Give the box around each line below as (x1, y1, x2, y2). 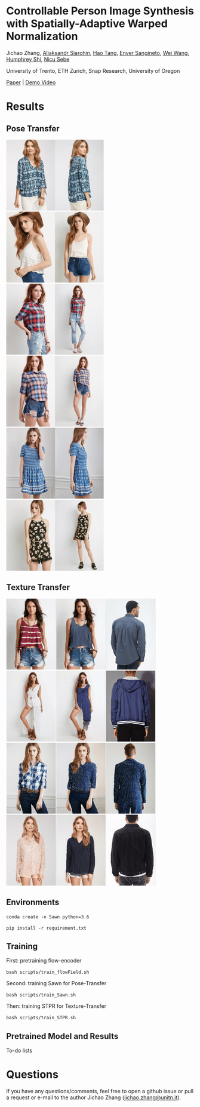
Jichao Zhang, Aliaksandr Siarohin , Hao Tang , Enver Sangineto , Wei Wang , (6, 49, 190, 56)
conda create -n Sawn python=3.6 (6, 914, 90, 920)
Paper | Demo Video (6, 79, 56, 86)
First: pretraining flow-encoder (6, 957, 82, 964)
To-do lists (6, 1047, 33, 1054)
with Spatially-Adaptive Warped (6, 17, 168, 30)
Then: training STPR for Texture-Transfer (6, 1003, 106, 1010)
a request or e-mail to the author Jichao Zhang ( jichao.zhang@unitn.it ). (6, 1094, 181, 1101)
